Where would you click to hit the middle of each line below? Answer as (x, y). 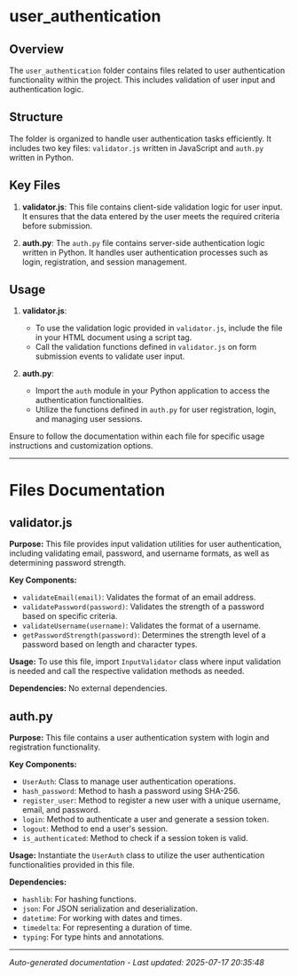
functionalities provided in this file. (72, 865)
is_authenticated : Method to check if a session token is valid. (135, 838)
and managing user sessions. (89, 419)
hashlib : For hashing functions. (79, 900)
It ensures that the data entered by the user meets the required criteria (151, 216)
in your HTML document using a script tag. (114, 337)
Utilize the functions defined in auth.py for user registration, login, (156, 409)
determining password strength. (68, 563)
